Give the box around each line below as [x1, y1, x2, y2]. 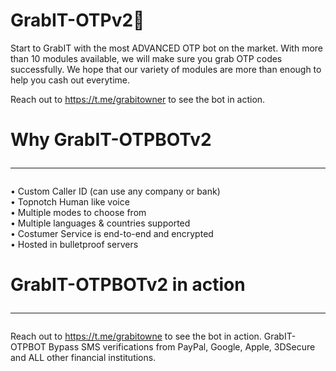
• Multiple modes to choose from [10, 207, 147, 219]
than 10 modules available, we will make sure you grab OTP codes [10, 52, 283, 64]
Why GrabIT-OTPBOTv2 [10, 129, 212, 151]
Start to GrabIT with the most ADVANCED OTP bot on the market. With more [10, 42, 323, 54]
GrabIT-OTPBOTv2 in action [10, 274, 246, 296]
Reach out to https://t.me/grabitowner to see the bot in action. [10, 93, 266, 105]
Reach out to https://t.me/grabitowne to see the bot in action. [10, 330, 262, 343]
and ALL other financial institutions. [10, 352, 157, 364]
